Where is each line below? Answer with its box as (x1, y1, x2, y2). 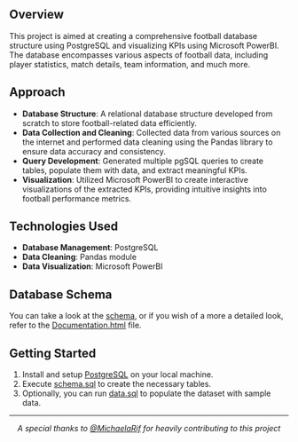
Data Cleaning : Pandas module (21, 252, 137, 263)
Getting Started (9, 345, 97, 360)
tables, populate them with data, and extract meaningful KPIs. (21, 164, 248, 176)
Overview (9, 7, 65, 22)
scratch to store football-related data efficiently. (21, 117, 198, 128)
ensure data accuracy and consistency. (21, 146, 167, 156)
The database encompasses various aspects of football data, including (9, 49, 269, 60)
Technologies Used (9, 219, 118, 234)
